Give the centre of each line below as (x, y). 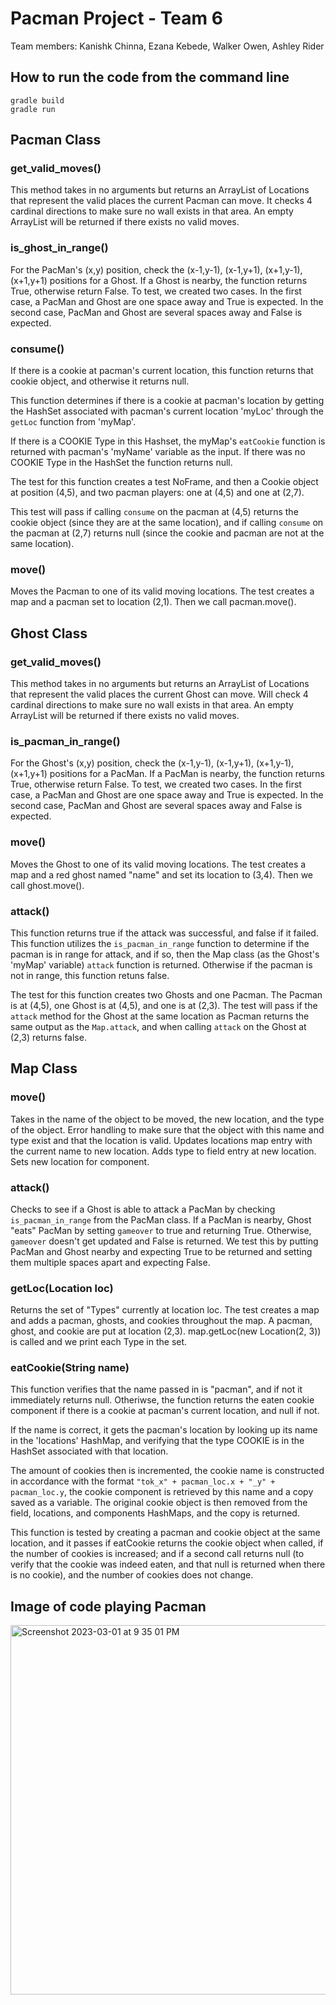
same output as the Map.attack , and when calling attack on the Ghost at (158, 1026)
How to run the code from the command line (150, 77)
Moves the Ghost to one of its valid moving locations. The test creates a (158, 864)
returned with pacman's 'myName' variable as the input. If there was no (158, 452)
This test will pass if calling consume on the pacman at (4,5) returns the (154, 512)
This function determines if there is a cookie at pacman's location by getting (167, 401)
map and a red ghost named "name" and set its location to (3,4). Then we (162, 874)
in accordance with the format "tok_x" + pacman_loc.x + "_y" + (143, 1481)
